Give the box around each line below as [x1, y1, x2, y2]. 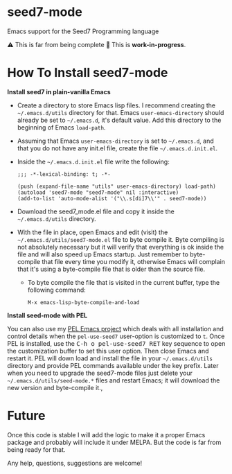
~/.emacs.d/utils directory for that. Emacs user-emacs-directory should [17, 108, 224, 116]
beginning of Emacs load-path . [17, 123, 106, 132]
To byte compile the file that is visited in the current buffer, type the [27, 278, 220, 286]
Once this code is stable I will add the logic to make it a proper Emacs [7, 430, 206, 439]
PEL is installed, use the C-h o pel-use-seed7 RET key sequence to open [7, 339, 226, 347]
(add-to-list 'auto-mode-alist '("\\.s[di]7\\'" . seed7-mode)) [17, 195, 207, 202]
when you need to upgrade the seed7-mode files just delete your [7, 369, 193, 377]
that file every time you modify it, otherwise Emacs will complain [41, 257, 225, 265]
